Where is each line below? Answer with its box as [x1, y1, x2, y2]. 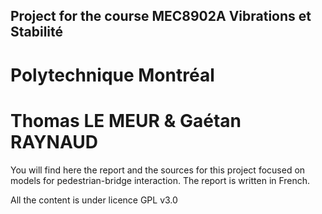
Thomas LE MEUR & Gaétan [10, 109, 242, 132]
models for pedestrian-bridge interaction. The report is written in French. [10, 174, 311, 186]
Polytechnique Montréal [10, 64, 215, 86]
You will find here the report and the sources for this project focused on [10, 164, 306, 176]
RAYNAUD [10, 130, 98, 153]
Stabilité [10, 24, 64, 41]
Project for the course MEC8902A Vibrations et [10, 8, 312, 25]
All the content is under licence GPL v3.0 [10, 194, 178, 206]
